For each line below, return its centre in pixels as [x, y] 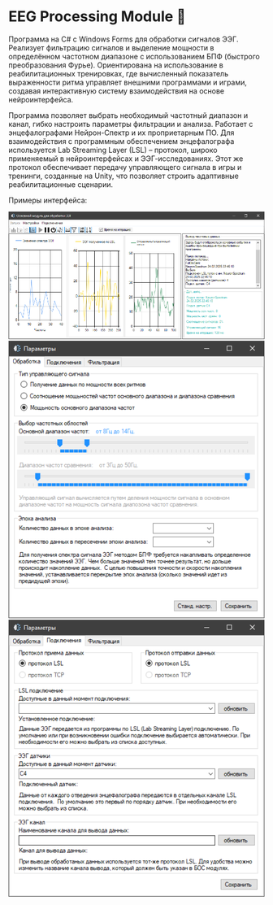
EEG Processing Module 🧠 [97, 17]
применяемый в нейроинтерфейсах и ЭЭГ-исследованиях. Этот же [126, 159]
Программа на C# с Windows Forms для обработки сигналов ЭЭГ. [123, 39]
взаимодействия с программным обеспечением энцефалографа [121, 141]
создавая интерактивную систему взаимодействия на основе [117, 91]
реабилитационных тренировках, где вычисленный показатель [119, 73]
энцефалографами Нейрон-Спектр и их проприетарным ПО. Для [121, 133]
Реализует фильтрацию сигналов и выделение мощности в [111, 47]
